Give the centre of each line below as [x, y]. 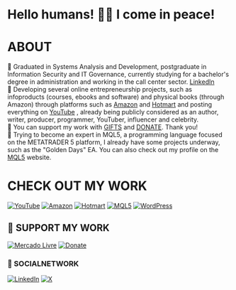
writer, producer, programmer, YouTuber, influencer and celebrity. [103, 119]
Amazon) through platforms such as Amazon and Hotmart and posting [110, 104]
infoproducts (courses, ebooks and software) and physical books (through [116, 97]
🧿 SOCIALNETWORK [43, 264]
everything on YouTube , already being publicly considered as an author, [113, 112]
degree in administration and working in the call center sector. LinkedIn [111, 82]
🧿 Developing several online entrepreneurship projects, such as [100, 90]
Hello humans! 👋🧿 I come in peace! [111, 15]
